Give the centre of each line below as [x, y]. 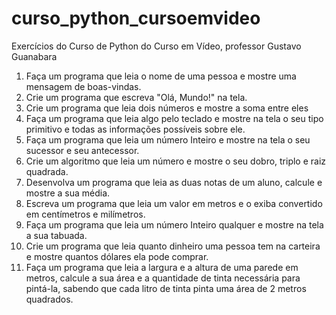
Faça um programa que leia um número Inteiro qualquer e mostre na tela [174, 224]
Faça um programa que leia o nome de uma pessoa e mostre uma [161, 76]
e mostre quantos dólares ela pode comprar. [117, 256]
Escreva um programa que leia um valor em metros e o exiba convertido [174, 203]
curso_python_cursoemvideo [136, 18]
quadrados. [49, 299]
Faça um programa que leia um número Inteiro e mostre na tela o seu [168, 139]
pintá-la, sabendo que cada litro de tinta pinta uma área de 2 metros [166, 288]
